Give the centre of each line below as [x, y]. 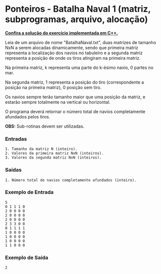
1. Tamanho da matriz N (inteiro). [41, 149]
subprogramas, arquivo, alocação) [77, 19]
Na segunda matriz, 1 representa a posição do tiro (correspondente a [75, 82]
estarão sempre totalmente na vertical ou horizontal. [58, 102]
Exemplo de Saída [27, 257]
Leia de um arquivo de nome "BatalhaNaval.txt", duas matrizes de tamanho [81, 42]
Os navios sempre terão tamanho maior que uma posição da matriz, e [75, 97]
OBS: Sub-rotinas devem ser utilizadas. [45, 126]
